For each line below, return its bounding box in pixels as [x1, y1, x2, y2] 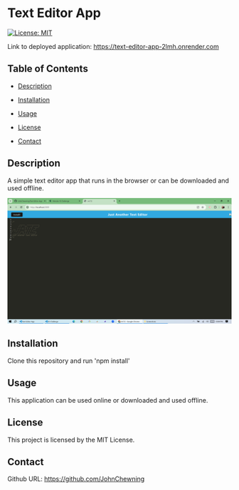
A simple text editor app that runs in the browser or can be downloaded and [7, 176, 230, 185]
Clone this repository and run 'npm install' [7, 356, 130, 365]
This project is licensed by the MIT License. [7, 435, 135, 444]
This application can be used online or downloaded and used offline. [7, 396, 208, 404]
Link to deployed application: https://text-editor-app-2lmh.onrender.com [7, 42, 219, 50]
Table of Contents [7, 62, 89, 75]
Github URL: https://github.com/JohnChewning [7, 474, 145, 484]
